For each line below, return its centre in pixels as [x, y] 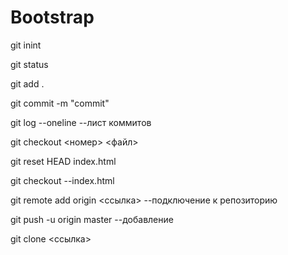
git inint [26, 45]
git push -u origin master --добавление [92, 219]
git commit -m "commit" [60, 103]
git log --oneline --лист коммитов [81, 122]
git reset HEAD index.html [63, 161]
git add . [27, 83]
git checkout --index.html [62, 180]
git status [29, 64]
